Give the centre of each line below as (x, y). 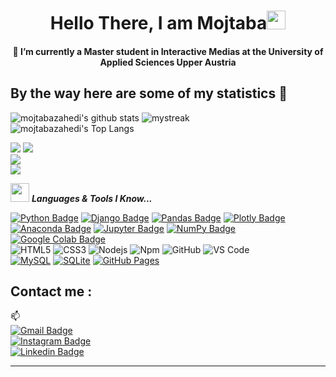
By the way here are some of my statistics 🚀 (149, 93)
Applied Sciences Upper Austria (168, 62)
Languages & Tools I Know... (92, 198)
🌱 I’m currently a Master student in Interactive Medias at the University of (168, 51)
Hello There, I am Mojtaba (158, 23)
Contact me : (51, 291)
